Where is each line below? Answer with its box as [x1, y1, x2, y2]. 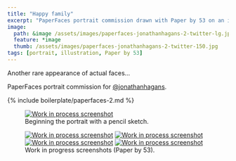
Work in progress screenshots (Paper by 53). [25, 146, 155, 154]
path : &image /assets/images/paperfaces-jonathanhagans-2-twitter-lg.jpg [13, 30, 234, 37]
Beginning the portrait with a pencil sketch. [25, 117, 149, 125]
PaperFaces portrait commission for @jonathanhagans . [7, 82, 167, 91]
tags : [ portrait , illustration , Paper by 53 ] [7, 50, 143, 57]
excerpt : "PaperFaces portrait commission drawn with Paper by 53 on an [7, 17, 225, 24]
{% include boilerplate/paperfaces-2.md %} [7, 96, 135, 104]
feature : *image [13, 37, 61, 44]
